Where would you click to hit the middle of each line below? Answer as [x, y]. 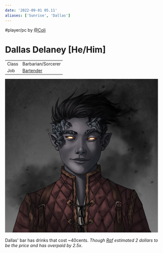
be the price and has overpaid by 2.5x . [44, 245]
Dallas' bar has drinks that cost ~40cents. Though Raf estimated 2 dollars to [81, 240]
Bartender [33, 71]
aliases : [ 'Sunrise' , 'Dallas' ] [38, 15]
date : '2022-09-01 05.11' [31, 10]
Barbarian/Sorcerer [42, 64]
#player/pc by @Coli [25, 30]
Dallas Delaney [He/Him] [55, 49]
